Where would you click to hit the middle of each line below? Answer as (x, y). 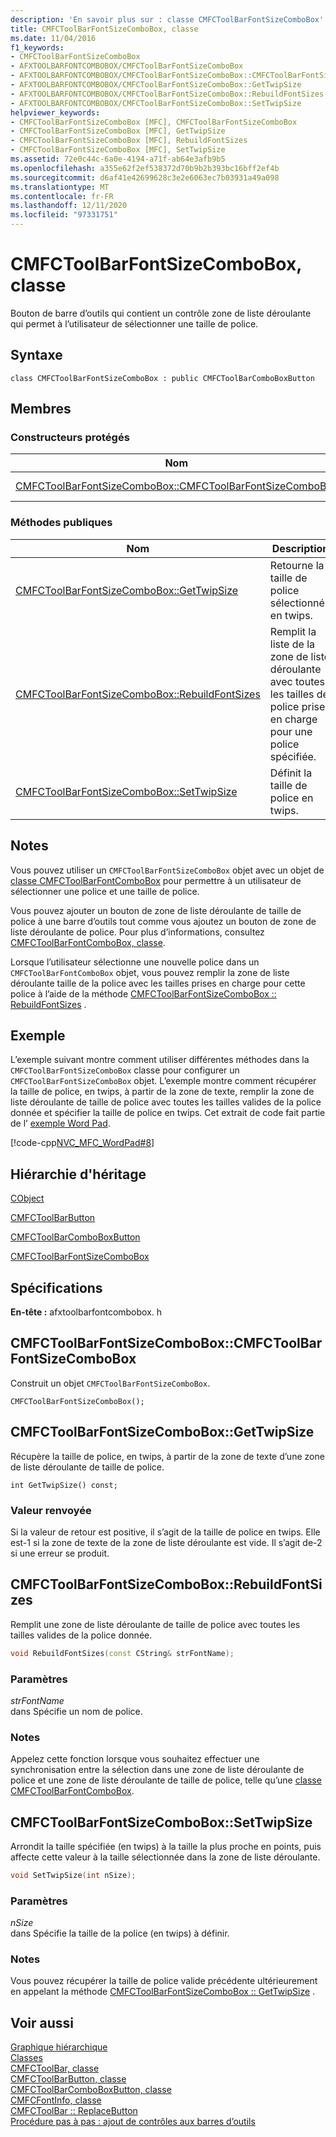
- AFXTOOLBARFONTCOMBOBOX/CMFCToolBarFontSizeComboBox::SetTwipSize (156, 103)
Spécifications (56, 1287)
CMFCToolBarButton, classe (68, 2079)
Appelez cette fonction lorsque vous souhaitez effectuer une (135, 1759)
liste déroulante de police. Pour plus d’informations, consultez (137, 932)
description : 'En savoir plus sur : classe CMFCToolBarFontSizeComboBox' (167, 19)
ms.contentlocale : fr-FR (62, 196)
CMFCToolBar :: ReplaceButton (74, 2111)
